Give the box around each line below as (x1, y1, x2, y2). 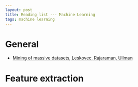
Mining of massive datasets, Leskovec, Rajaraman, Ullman (12, 55, 133, 61)
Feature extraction (5, 72, 84, 84)
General (5, 38, 39, 50)
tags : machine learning (5, 17, 55, 22)
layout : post (5, 7, 33, 13)
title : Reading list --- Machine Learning (5, 12, 95, 17)
